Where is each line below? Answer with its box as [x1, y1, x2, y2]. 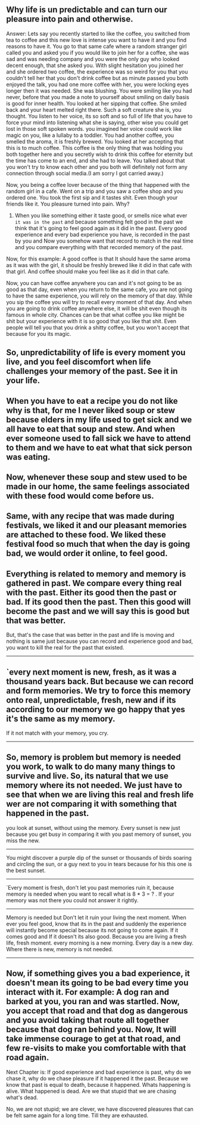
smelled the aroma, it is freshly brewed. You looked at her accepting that [6, 137, 184, 145]
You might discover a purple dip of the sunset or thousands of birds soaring [6, 854, 192, 861]
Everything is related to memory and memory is [6, 569, 186, 579]
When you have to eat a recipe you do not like [6, 396, 179, 406]
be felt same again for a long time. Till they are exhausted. [6, 1111, 149, 1119]
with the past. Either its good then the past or [6, 587, 177, 597]
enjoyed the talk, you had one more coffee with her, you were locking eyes [6, 81, 189, 88]
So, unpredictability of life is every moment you [6, 348, 186, 358]
